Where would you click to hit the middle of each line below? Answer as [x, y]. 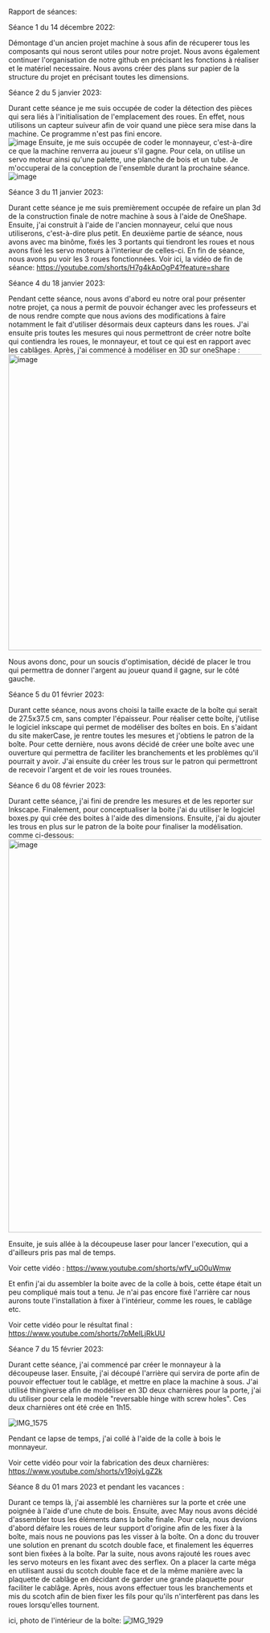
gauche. [22, 679]
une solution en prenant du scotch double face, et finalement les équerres [131, 1545]
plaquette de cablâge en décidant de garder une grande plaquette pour [126, 1579]
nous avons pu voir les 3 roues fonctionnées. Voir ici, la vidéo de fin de [125, 259]
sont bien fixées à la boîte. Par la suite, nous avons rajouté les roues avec [129, 1553]
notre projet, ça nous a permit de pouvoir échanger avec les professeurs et [133, 307]
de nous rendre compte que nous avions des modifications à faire [117, 316]
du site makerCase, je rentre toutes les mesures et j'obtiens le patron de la [131, 736]
